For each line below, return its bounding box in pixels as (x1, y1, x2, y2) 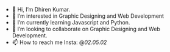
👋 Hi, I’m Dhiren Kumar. (12, 6, 70, 13)
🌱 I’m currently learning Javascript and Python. (12, 19, 130, 26)
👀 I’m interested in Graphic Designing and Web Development (12, 12, 165, 20)
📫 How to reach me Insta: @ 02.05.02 (12, 39, 107, 46)
